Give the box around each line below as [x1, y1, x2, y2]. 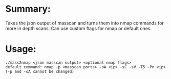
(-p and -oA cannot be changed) [5, 69, 74, 74]
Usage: [5, 43, 37, 55]
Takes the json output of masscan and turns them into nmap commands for [5, 20, 164, 26]
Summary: [5, 3, 51, 15]
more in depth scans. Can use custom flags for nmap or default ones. [5, 25, 152, 31]
